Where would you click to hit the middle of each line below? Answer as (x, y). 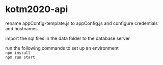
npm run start (20, 57)
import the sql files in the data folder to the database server (68, 38)
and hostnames (22, 28)
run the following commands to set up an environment (62, 48)
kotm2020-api (37, 9)
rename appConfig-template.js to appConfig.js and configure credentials (81, 23)
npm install (18, 53)
